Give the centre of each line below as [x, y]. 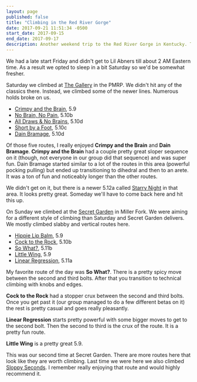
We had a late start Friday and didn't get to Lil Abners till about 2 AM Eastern [98, 61]
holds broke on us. [28, 97]
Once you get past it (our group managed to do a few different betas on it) [96, 302]
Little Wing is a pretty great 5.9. [45, 343]
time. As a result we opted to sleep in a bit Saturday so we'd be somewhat [95, 67]
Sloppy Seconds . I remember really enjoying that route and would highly [93, 367]
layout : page [22, 11]
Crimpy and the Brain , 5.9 [45, 109]
